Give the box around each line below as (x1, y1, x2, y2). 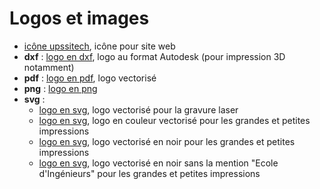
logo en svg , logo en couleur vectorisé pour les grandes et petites (38, 114, 311, 126)
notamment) (23, 61, 75, 73)
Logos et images (9, 7, 150, 30)
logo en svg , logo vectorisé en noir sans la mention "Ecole (38, 157, 279, 169)
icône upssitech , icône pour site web (23, 40, 176, 52)
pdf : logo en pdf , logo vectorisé (23, 72, 157, 84)
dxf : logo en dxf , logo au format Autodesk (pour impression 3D (23, 50, 286, 62)
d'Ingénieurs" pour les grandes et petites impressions (38, 167, 261, 179)
